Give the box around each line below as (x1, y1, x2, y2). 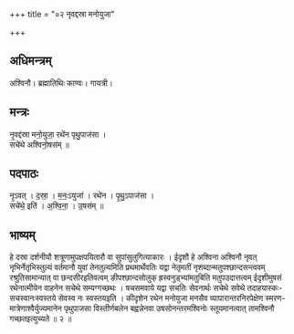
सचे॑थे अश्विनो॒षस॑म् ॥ (9, 139, 70, 150)
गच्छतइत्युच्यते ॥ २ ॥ (9, 313, 72, 324)
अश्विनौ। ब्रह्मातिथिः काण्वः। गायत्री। (9, 78, 113, 89)
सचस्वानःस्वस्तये (9, 293, 57, 304)
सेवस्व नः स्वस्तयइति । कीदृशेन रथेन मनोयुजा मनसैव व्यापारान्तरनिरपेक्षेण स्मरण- (58, 293, 286, 304)
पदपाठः (9, 166, 39, 182)
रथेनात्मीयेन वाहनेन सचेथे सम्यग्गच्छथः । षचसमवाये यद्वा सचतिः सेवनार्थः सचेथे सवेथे (9, 283, 246, 294)
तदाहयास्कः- (247, 283, 283, 294)
